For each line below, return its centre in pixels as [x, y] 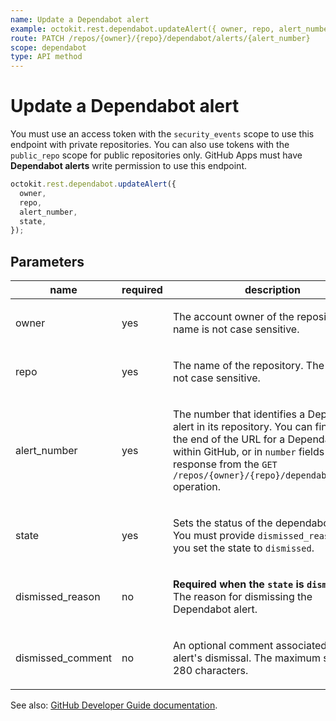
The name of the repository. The [248, 366]
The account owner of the [233, 317]
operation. [197, 487]
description [272, 290]
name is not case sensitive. [236, 329]
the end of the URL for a [229, 439]
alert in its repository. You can [242, 427]
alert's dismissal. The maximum [246, 658]
